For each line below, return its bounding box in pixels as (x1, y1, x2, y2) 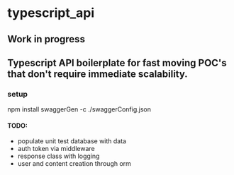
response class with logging (17, 152, 100, 160)
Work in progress (7, 33, 85, 45)
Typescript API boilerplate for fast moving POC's (7, 56, 227, 68)
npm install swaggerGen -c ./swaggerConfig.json (7, 105, 151, 114)
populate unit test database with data (17, 137, 126, 145)
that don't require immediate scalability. (7, 68, 188, 80)
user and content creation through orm (17, 159, 131, 168)
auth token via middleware (17, 145, 95, 153)
